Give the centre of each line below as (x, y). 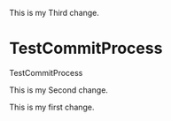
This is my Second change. (59, 90)
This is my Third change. (54, 13)
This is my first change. (52, 107)
